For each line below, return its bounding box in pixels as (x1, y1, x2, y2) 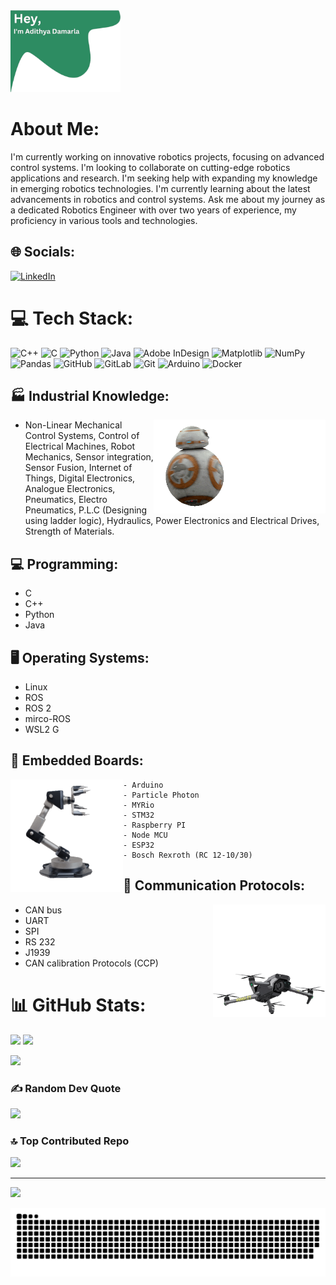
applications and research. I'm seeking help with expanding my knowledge (10, 172, 318, 184)
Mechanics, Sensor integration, (24, 451, 154, 463)
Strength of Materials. (24, 525, 115, 538)
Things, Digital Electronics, (24, 472, 136, 484)
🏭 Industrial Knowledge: (10, 387, 170, 404)
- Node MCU (123, 830, 168, 840)
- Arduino (123, 780, 164, 790)
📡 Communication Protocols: (123, 877, 305, 894)
